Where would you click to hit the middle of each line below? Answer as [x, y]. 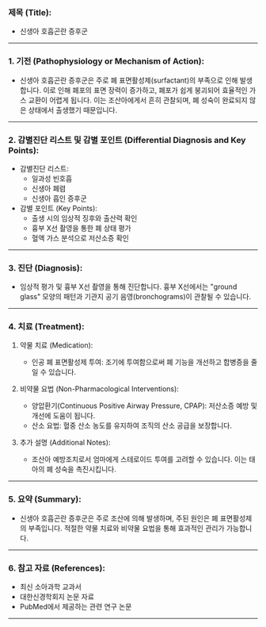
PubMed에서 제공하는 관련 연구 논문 [76, 607]
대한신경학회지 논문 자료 [57, 597]
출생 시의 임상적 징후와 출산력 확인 [84, 218]
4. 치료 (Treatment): [46, 327]
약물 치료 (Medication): [56, 345]
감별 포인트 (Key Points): [58, 208]
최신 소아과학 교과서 [50, 587]
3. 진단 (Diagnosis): [46, 267]
